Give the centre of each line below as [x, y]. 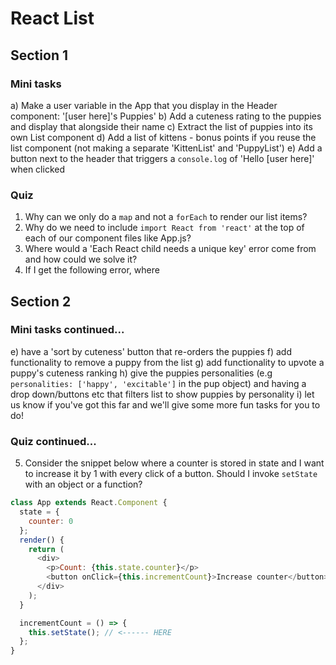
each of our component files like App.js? [108, 238]
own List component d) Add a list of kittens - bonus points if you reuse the [163, 137]
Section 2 [41, 301]
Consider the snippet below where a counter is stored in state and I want [174, 463]
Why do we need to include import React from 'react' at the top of [164, 228]
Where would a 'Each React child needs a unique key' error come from [170, 249]
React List [52, 18]
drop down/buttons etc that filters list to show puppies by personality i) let [162, 394]
